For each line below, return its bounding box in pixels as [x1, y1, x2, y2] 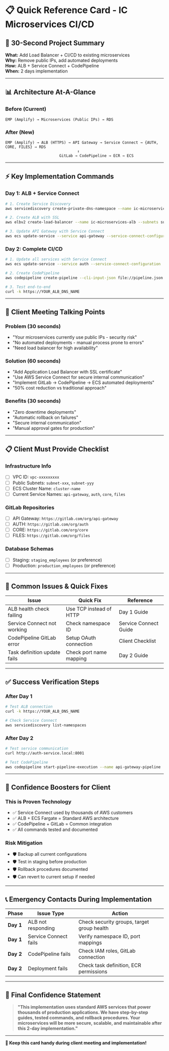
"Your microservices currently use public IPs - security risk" [12, 334, 137, 340]
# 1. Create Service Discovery [5, 201, 71, 206]
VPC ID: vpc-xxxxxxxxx [12, 474, 59, 480]
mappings [78, 939, 102, 946]
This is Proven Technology [5, 798, 72, 805]
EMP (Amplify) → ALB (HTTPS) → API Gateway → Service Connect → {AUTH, [5, 140, 158, 145]
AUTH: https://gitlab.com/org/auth [12, 521, 89, 527]
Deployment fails [28, 965, 68, 972]
